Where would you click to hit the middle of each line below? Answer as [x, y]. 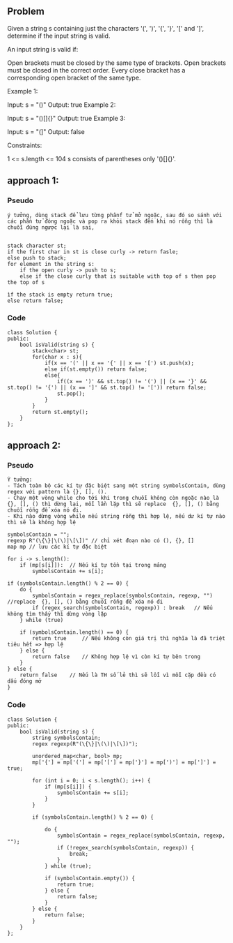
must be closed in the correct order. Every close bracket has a [96, 70]
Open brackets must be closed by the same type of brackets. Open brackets [116, 63]
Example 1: [23, 91]
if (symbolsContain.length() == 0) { [74, 632]
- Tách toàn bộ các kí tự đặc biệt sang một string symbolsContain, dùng [116, 486]
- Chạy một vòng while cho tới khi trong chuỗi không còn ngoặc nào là [113, 498]
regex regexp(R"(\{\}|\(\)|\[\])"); [85, 744]
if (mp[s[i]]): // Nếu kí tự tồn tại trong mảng [93, 565]
